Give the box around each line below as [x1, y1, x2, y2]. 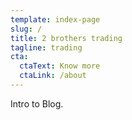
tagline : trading [10, 42, 83, 53]
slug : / [10, 24, 43, 34]
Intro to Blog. [10, 97, 64, 110]
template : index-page [10, 14, 101, 25]
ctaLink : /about [19, 71, 87, 81]
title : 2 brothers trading [10, 33, 123, 43]
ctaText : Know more [19, 61, 101, 71]
